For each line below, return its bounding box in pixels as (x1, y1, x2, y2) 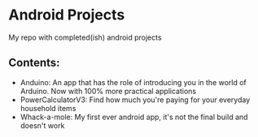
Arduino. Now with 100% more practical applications (20, 86, 197, 96)
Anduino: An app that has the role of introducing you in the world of (20, 77, 247, 87)
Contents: (8, 56, 60, 70)
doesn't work (20, 120, 65, 131)
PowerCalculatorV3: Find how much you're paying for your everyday (20, 95, 251, 105)
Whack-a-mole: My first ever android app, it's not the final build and (20, 112, 248, 122)
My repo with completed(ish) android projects (8, 32, 162, 42)
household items (20, 103, 77, 113)
